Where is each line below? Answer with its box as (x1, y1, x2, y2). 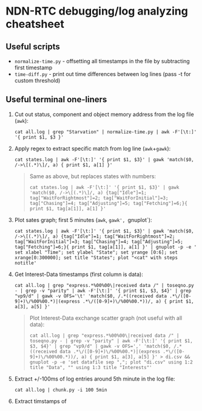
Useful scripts (5, 41, 60, 52)
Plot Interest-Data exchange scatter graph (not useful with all (29, 314, 183, 322)
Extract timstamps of (14, 397, 67, 405)
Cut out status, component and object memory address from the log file (14, 111, 195, 118)
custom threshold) (14, 77, 61, 84)
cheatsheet (5, 17, 64, 31)
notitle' (14, 260, 37, 266)
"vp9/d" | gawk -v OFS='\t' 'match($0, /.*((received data (14, 293, 167, 299)
